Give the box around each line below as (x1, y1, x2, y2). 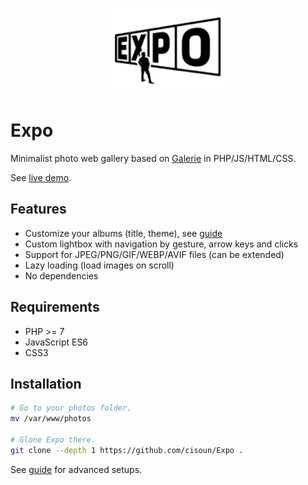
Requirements (10, 299, 100, 316)
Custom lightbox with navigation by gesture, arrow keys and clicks (24, 238, 299, 250)
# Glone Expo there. (10, 435, 97, 445)
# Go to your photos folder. (10, 403, 132, 413)
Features (10, 201, 67, 218)
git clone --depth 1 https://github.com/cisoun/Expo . (10, 445, 244, 455)
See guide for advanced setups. (10, 463, 143, 475)
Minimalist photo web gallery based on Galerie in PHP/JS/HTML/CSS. (10, 153, 297, 165)
